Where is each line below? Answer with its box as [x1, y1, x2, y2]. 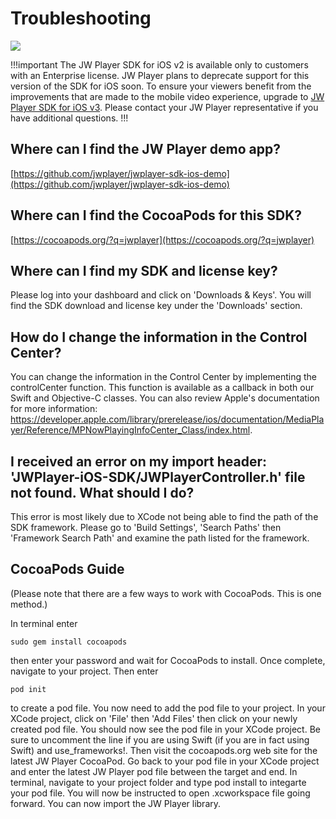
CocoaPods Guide [10, 561, 125, 578]
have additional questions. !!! [10, 112, 129, 124]
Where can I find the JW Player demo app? [10, 141, 282, 158]
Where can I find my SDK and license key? [10, 262, 278, 279]
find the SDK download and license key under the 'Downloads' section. [10, 300, 303, 312]
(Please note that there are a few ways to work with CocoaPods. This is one [10, 587, 322, 599]
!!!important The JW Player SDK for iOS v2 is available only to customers [10, 58, 309, 71]
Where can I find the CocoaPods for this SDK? [10, 207, 303, 224]
